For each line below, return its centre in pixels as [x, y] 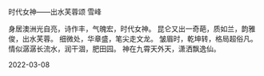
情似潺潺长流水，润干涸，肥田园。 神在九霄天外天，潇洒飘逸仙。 [114, 49]
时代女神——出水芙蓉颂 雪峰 [55, 12]
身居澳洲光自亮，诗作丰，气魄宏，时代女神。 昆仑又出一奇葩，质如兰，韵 [128, 29]
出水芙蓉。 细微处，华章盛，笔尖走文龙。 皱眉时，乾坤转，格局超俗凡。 [140, 39]
